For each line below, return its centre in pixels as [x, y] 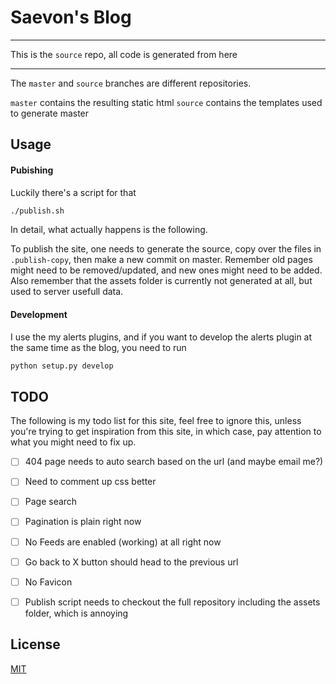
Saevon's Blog [71, 17]
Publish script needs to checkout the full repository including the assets [172, 602]
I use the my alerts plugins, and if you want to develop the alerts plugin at [161, 337]
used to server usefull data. [67, 292]
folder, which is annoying [76, 613]
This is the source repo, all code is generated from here [124, 54]
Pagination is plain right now [83, 522]
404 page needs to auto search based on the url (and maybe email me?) [174, 462]
